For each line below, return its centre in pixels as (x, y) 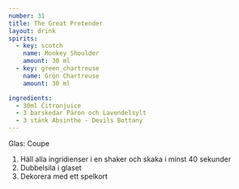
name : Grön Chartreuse (61, 76)
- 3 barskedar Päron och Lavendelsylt (81, 113)
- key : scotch (39, 46)
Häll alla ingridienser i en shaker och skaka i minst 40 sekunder (126, 159)
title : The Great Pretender (56, 23)
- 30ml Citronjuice (49, 106)
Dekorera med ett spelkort (64, 176)
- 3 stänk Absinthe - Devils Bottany (79, 121)
